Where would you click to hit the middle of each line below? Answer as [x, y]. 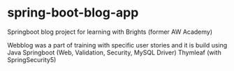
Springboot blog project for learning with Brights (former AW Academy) [110, 32]
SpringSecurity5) [32, 59]
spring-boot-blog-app [73, 13]
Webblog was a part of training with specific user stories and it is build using [117, 45]
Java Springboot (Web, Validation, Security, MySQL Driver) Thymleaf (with [114, 52]
